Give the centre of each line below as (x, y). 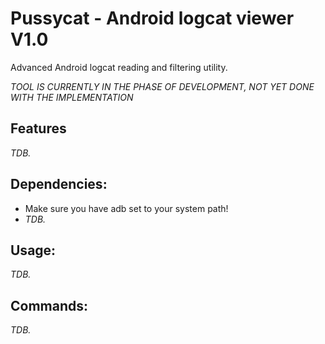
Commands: (49, 305)
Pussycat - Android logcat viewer (152, 18)
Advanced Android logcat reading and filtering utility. (119, 67)
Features (38, 128)
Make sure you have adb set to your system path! (126, 208)
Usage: (33, 250)
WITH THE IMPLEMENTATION (72, 97)
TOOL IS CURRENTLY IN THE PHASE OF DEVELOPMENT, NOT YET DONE (162, 86)
